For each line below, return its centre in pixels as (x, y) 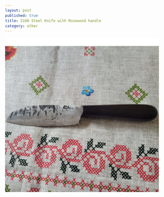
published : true (21, 15)
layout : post (18, 10)
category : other (21, 26)
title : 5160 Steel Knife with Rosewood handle (53, 21)
